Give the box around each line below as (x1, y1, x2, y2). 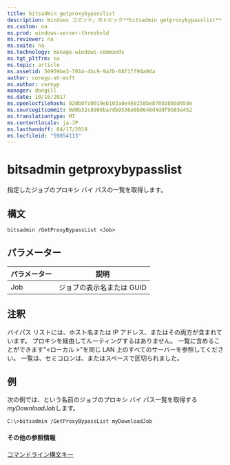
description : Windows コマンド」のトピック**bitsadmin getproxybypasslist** (7, 17, 222, 23)
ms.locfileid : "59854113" (7, 132, 81, 139)
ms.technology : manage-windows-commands (7, 49, 125, 56)
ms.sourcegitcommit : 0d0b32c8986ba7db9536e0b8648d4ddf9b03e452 (7, 106, 193, 113)
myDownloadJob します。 (7, 404, 79, 412)
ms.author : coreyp (7, 81, 60, 88)
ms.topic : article (7, 61, 60, 68)
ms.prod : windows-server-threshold (7, 29, 109, 37)
